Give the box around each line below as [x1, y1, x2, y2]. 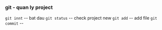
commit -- [5, 20, 24, 26]
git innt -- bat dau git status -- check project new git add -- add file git [5, 15, 158, 21]
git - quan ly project [5, 4, 53, 11]
